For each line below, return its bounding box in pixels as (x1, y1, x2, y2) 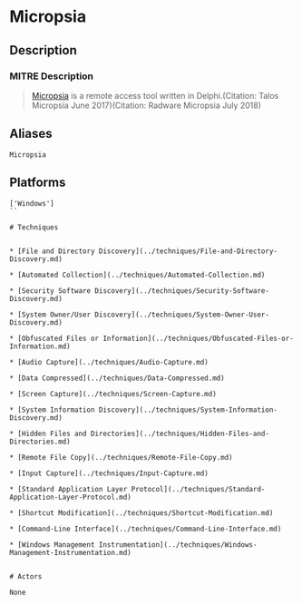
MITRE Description (9, 70, 93, 83)
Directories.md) (9, 437, 71, 446)
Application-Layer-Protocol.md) (9, 492, 132, 502)
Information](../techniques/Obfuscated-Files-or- (102, 334, 295, 343)
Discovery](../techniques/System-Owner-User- (94, 310, 270, 319)
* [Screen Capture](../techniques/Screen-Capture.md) (9, 389, 218, 398)
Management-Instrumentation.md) (9, 548, 132, 557)
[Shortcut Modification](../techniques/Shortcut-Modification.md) (17, 508, 274, 518)
